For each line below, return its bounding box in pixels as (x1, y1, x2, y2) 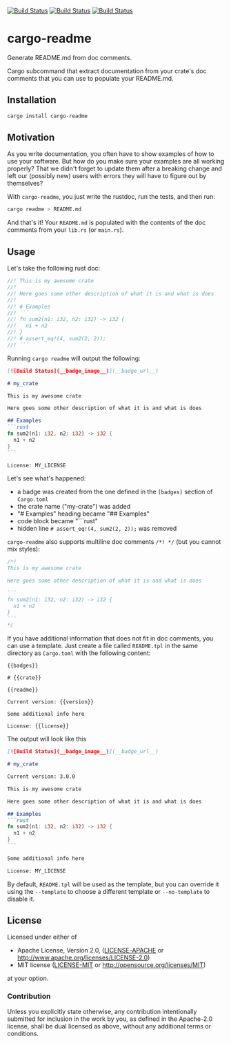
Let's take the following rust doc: (7, 264, 101, 273)
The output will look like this (7, 735, 87, 743)
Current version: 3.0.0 (7, 773, 76, 780)
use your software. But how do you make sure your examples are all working (7, 157, 225, 166)
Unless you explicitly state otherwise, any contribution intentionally (7, 1007, 197, 1015)
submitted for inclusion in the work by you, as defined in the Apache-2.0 (7, 1015, 212, 1023)
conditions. (7, 1029, 39, 1037)
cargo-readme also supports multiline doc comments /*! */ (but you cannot (7, 538, 221, 546)
